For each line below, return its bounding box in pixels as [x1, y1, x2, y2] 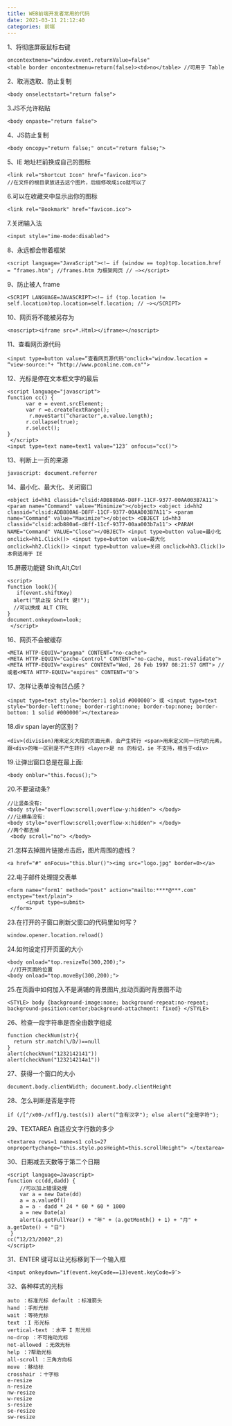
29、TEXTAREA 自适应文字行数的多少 [7, 1125, 114, 1133]
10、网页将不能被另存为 [7, 313, 75, 321]
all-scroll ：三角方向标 [7, 1357, 73, 1364]
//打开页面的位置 [10, 966, 53, 973]
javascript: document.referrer [7, 470, 98, 477]
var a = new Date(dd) [19, 1191, 82, 1198]
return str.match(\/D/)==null [13, 1039, 100, 1046]
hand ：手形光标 [7, 1305, 49, 1312]
